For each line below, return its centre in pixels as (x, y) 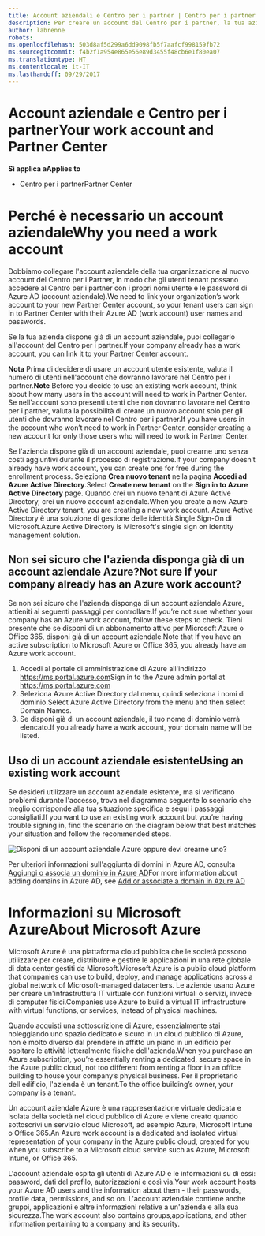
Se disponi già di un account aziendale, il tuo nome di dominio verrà (130, 719)
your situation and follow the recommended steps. (90, 834)
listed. (30, 736)
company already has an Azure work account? (125, 584)
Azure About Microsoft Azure (105, 930)
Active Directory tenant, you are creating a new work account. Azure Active (131, 510)
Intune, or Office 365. (43, 1158)
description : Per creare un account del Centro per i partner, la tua (127, 23)
